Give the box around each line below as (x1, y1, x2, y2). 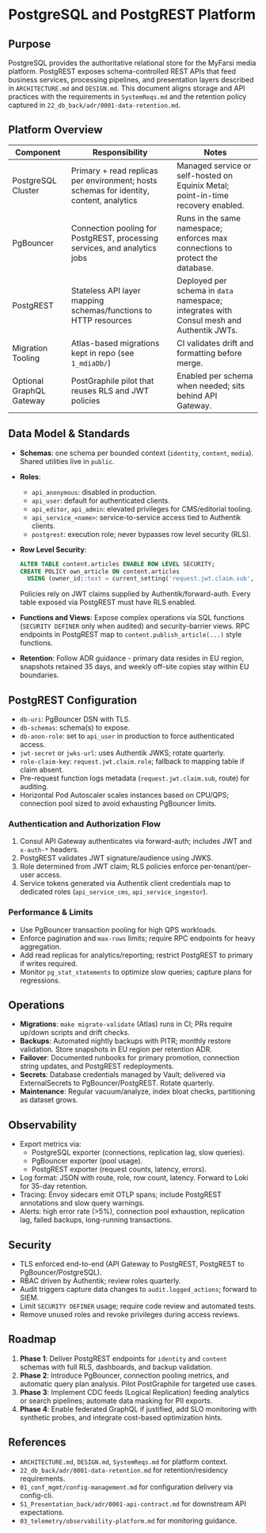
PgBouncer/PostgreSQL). (19, 1267, 102, 1278)
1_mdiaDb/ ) (70, 357, 112, 368)
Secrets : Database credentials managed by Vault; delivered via (19, 1070, 226, 1079)
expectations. (19, 1507, 65, 1516)
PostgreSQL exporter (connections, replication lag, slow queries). (31, 1148, 245, 1157)
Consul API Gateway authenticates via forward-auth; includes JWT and (19, 837, 252, 846)
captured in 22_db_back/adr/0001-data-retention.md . (8, 101, 180, 109)
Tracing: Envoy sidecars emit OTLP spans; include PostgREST (19, 1190, 222, 1199)
